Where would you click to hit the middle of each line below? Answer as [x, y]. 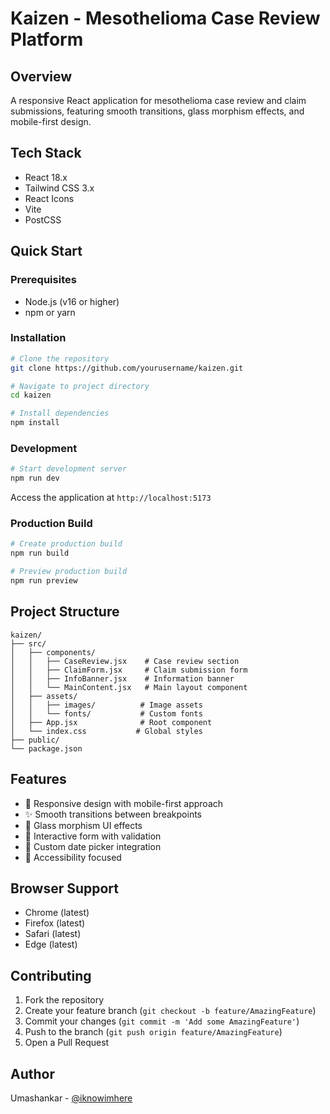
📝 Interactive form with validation [93, 836]
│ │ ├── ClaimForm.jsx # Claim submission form [129, 670]
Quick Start [46, 251]
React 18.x [46, 177]
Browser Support [65, 888]
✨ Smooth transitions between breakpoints [113, 814]
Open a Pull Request [67, 1043]
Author [32, 1073]
